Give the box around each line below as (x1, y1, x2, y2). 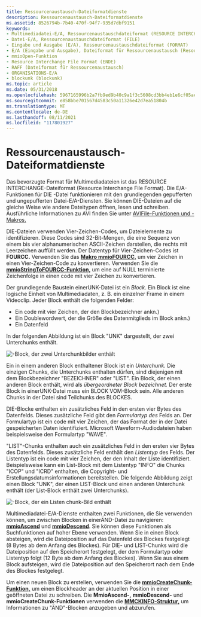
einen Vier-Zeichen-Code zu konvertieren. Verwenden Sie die (6, 259, 159, 267)
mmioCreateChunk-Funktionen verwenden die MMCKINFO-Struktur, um (6, 598, 189, 605)
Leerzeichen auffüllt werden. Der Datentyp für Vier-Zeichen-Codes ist (6, 247, 179, 254)
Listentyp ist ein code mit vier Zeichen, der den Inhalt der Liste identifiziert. (6, 455, 191, 462)
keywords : (6, 25, 31, 32)
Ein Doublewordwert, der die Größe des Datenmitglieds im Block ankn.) (14, 314, 190, 322)
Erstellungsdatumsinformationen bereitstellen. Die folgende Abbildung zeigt (6, 474, 193, 481)
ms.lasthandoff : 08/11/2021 (6, 114, 77, 120)
